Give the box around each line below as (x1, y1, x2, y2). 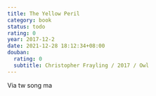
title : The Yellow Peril (7, 10, 80, 17)
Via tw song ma (7, 81, 53, 89)
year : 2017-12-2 (7, 36, 55, 43)
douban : (7, 49, 30, 56)
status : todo (7, 23, 46, 30)
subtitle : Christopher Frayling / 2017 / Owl (13, 62, 150, 69)
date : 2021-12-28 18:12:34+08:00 (7, 42, 105, 49)
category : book (7, 17, 52, 24)
